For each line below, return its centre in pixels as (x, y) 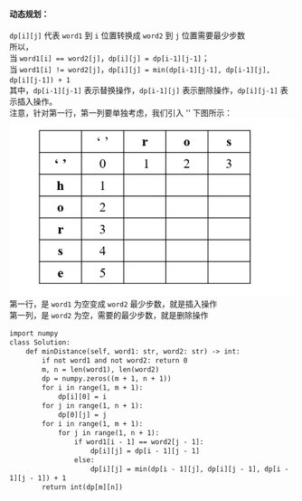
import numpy (34, 334)
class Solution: (40, 343)
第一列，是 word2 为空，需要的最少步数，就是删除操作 (109, 316)
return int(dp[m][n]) (83, 487)
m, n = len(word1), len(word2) (101, 370)
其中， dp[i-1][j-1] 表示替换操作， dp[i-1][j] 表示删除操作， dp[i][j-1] (144, 90)
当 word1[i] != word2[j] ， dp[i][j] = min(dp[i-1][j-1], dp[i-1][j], (140, 70)
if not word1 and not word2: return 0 (115, 361)
